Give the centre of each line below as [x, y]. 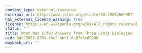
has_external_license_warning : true [44, 19]
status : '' [17, 29]
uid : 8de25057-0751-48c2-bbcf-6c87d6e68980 [52, 38]
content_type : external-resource [41, 10]
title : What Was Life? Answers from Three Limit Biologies [69, 33]
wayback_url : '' [22, 43]
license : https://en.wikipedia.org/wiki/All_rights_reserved [71, 24]
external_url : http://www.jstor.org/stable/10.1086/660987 [69, 15]
